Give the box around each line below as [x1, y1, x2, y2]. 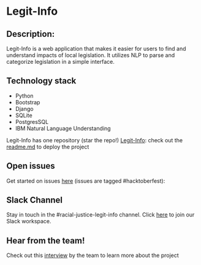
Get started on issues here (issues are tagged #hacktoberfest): [6, 177, 165, 185]
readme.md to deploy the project [6, 143, 89, 150]
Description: [6, 29, 55, 39]
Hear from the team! [6, 235, 85, 246]
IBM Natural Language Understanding [15, 125, 112, 132]
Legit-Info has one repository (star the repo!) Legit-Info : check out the [6, 136, 183, 144]
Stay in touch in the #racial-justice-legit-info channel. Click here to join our [6, 211, 195, 218]
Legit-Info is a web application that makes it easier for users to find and [6, 45, 186, 52]
